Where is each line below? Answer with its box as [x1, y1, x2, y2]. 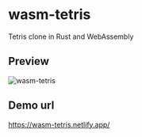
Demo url [8, 99, 55, 112]
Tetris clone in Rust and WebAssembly [8, 32, 134, 41]
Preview [8, 55, 50, 68]
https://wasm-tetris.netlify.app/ [8, 120, 110, 129]
